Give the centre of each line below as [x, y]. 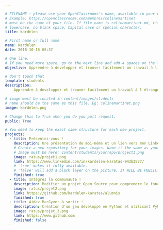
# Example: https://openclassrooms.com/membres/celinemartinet [70, 18]
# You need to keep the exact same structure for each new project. [76, 130]
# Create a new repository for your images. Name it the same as [81, 148]
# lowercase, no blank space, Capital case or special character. [73, 27]
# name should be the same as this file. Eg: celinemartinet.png [72, 103]
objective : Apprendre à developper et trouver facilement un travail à [79, 68]
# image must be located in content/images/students [59, 99]
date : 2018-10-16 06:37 [29, 50]
